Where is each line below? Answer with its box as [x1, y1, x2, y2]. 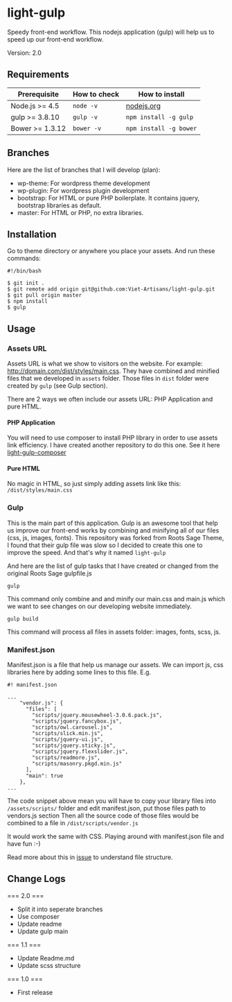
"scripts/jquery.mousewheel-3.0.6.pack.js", [32, 712, 163, 719]
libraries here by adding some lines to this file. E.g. [7, 668, 151, 677]
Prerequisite [17, 89, 59, 98]
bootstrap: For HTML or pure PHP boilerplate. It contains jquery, [17, 193, 199, 202]
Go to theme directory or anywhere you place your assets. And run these [7, 247, 215, 255]
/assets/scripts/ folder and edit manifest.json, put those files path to [7, 804, 206, 813]
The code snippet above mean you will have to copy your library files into [7, 797, 217, 805]
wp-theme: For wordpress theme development [17, 179, 150, 187]
